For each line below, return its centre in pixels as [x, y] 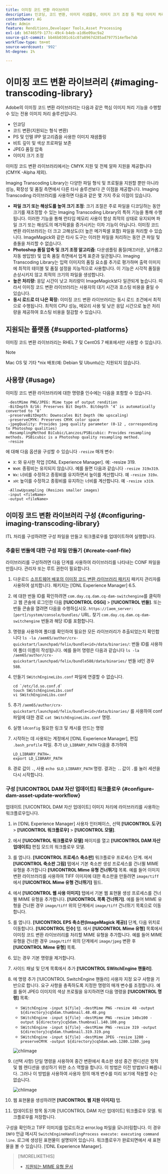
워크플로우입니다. [22, 813]
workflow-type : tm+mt [28, 42]
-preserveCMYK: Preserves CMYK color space [54, 420]
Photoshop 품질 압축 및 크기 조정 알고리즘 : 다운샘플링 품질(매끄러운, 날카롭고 [88, 250]
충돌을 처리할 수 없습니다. [38, 244]
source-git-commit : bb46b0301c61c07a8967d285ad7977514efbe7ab [72, 38]
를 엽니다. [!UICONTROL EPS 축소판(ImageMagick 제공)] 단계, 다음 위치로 [86, 922]
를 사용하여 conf [146, 711]
